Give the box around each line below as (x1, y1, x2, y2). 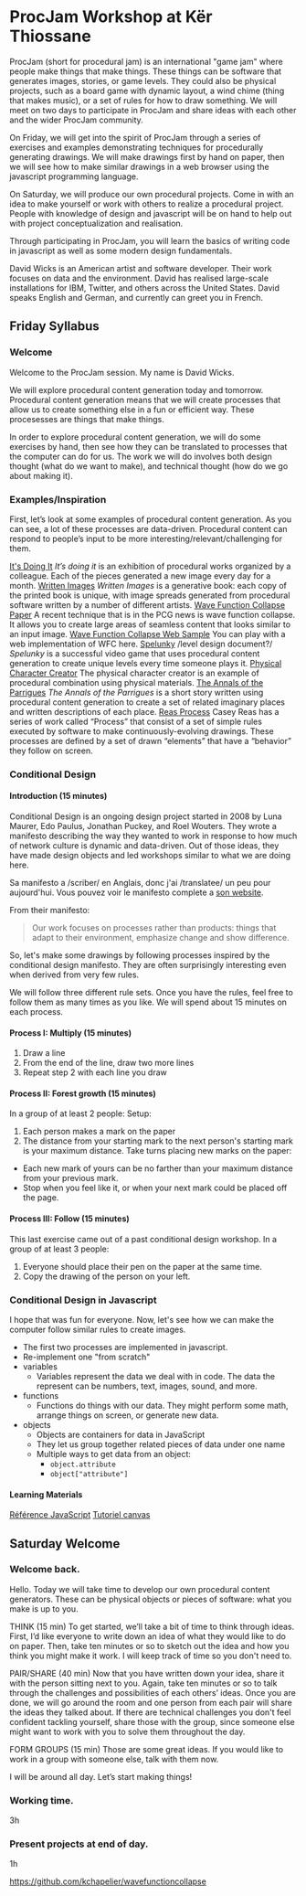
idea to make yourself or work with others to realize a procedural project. (9, 198, 284, 209)
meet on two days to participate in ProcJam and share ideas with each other (9, 104, 297, 115)
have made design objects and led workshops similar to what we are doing (9, 850, 290, 861)
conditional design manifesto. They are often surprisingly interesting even (9, 960, 287, 971)
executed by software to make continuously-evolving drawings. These (9, 725, 274, 737)
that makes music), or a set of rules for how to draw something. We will (9, 94, 278, 106)
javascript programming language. (9, 171, 139, 182)
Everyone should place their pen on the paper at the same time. (22, 1261, 262, 1272)
